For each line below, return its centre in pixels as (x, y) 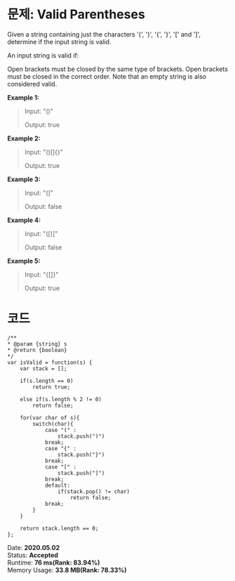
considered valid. (32, 84)
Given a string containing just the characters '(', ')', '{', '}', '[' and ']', (104, 34)
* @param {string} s (38, 344)
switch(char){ (53, 424)
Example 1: (23, 97)
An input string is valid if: (43, 55)
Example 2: (24, 138)
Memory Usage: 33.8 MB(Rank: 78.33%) (67, 570)
